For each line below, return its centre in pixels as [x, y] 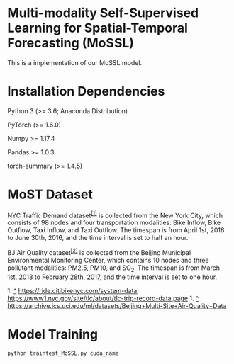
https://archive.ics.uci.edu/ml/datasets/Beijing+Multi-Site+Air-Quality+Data [117, 305]
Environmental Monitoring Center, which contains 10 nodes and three [108, 261]
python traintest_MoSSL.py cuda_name [63, 353]
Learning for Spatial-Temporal [97, 28]
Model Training [52, 335]
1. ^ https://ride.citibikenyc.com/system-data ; [73, 290]
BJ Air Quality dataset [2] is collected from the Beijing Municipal [99, 252]
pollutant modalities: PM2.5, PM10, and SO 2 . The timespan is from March [114, 268]
